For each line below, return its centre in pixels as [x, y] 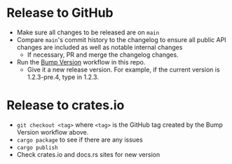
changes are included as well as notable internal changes [100, 47]
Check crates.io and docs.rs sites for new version [88, 154]
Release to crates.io [66, 105]
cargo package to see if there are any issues [80, 139]
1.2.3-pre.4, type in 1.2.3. [63, 77]
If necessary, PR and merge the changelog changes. [103, 55]
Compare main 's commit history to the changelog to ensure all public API [121, 39]
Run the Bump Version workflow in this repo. [81, 62]
